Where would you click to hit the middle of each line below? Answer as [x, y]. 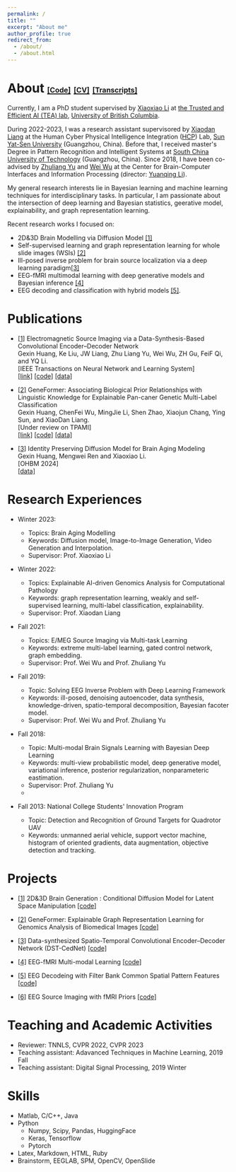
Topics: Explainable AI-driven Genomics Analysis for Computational [126, 582]
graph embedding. [55, 655]
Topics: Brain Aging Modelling [72, 533]
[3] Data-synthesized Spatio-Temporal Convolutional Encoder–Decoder [122, 940]
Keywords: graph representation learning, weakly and [106, 597]
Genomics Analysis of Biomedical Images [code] [88, 927]
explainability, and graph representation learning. [79, 210]
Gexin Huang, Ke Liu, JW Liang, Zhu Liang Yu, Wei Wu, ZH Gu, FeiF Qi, [120, 353]
